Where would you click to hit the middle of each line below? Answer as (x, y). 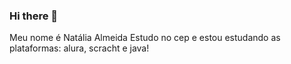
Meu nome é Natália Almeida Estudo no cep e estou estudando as (145, 38)
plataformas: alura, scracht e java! (79, 48)
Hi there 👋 (34, 16)
